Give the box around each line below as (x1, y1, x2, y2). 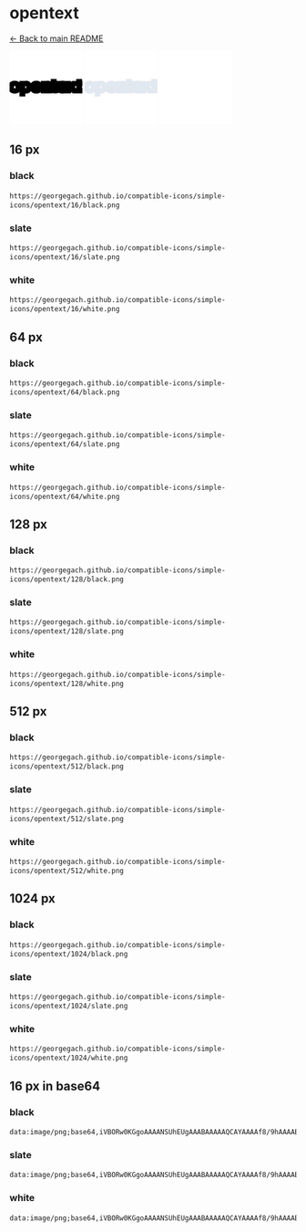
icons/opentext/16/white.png (9, 305, 120, 314)
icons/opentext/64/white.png (9, 492, 120, 501)
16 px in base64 (9, 1078, 101, 1093)
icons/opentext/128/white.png (9, 679, 125, 688)
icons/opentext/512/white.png (9, 866, 125, 876)
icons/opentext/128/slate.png (9, 627, 125, 636)
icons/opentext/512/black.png (9, 762, 125, 771)
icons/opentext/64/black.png (9, 387, 120, 397)
